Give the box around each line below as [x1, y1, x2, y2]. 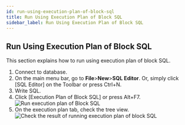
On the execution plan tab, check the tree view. [14, 106, 130, 113]
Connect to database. [14, 68, 68, 75]
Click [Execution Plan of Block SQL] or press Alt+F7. [14, 94, 141, 101]
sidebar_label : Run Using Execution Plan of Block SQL [6, 19, 144, 25]
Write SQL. [14, 87, 41, 94]
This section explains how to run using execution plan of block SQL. [6, 57, 171, 64]
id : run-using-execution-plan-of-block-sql [6, 8, 115, 15]
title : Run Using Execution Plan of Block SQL [6, 14, 123, 20]
